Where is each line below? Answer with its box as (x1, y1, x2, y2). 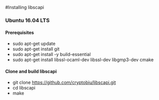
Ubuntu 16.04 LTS (5, 17, 50, 24)
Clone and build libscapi (5, 68, 57, 74)
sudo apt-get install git (12, 46, 60, 52)
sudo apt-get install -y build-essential (12, 52, 91, 58)
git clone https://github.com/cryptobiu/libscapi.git (12, 79, 116, 85)
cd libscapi (12, 85, 36, 91)
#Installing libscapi (5, 5, 44, 10)
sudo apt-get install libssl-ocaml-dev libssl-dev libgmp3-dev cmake (12, 57, 154, 63)
